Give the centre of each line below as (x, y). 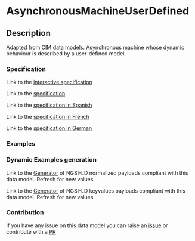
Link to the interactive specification (49, 82)
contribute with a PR (31, 231)
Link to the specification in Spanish (49, 105)
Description (28, 33)
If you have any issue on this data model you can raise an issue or (87, 225)
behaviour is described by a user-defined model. (66, 54)
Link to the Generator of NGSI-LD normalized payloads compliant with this (97, 173)
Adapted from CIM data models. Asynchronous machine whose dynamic (95, 47)
